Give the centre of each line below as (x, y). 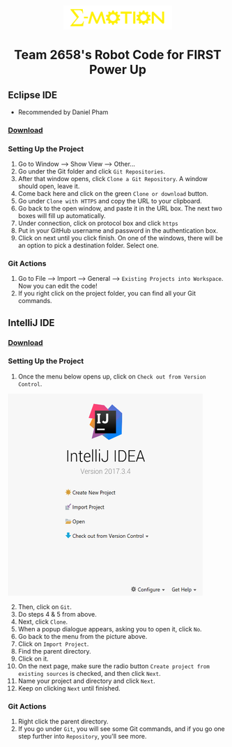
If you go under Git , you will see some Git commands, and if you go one (121, 729)
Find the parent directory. (54, 651)
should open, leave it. (49, 186)
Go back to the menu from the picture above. (83, 636)
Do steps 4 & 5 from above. (57, 614)
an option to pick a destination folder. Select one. (88, 245)
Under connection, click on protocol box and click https (98, 223)
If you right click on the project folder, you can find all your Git (107, 293)
